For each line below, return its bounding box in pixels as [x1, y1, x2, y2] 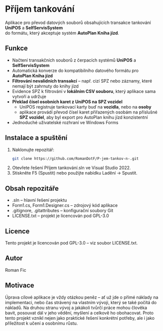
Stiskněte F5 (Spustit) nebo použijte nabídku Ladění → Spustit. [12, 170, 138, 176]
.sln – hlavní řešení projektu [12, 197, 67, 203]
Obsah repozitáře [5, 184, 59, 193]
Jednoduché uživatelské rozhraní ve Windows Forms [12, 119, 119, 125]
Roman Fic [5, 267, 27, 273]
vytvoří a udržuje [12, 93, 46, 99]
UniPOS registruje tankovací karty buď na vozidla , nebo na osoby [19, 104, 152, 110]
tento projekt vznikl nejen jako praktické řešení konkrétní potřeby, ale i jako [5, 315, 155, 321]
